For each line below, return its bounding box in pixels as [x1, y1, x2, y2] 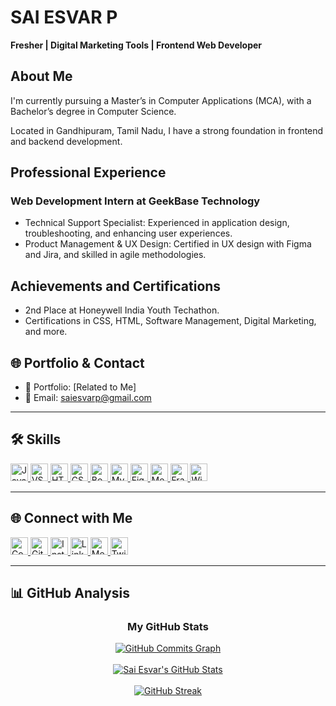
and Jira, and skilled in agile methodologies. [24, 249, 207, 261]
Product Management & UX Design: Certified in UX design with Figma [24, 238, 312, 250]
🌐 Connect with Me [10, 510, 133, 527]
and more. [24, 326, 68, 338]
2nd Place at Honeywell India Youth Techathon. [24, 304, 220, 316]
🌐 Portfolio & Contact [10, 354, 145, 371]
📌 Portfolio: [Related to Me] [24, 381, 137, 393]
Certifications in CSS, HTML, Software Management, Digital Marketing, [24, 315, 317, 327]
